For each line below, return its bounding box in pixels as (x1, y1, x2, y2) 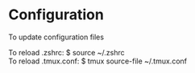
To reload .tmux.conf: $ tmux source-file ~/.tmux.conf (8, 56, 188, 66)
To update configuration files (8, 32, 105, 42)
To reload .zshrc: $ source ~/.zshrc (8, 47, 125, 57)
